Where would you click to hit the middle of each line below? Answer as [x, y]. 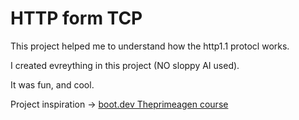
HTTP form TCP [76, 18]
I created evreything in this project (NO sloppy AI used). [125, 65]
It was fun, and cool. [52, 84]
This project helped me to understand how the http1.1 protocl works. [150, 46]
